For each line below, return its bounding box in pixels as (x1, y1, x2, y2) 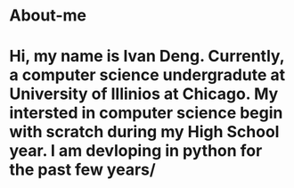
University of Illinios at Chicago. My (9, 84, 279, 104)
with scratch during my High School (9, 122, 280, 143)
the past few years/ (9, 159, 156, 180)
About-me (9, 5, 87, 26)
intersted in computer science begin (9, 103, 283, 123)
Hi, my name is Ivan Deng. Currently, (9, 46, 285, 67)
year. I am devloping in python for (9, 141, 263, 161)
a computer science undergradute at (9, 65, 286, 86)
